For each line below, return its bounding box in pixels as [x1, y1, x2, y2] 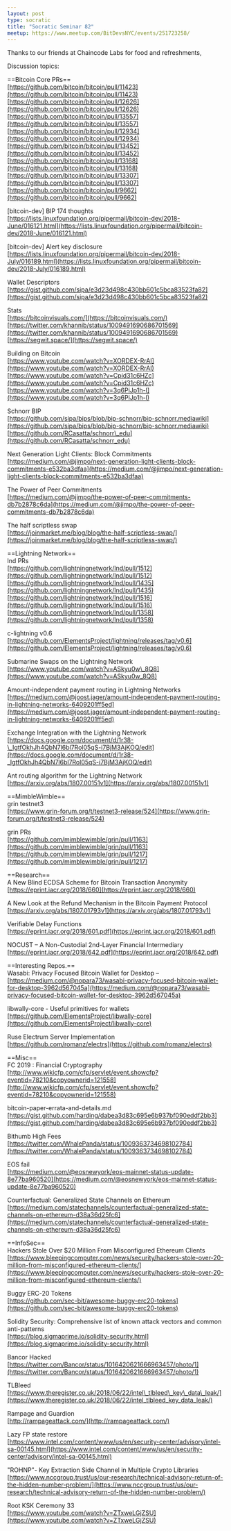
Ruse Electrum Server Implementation [7, 1032, 115, 1041]
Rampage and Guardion [7, 1409, 75, 1418]
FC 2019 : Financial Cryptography [7, 1061, 102, 1069]
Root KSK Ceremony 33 [7, 1501, 75, 1510]
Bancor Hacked [7, 1353, 52, 1362]
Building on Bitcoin [7, 349, 61, 358]
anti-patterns [7, 1325, 45, 1333]
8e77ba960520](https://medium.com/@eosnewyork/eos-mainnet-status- [7, 1175, 218, 1184]
